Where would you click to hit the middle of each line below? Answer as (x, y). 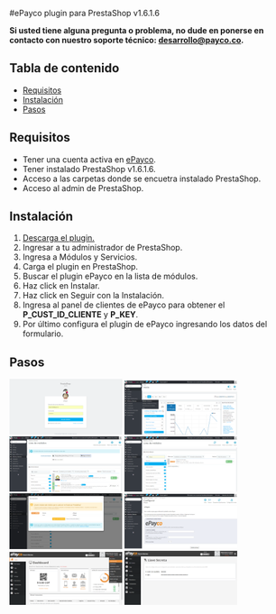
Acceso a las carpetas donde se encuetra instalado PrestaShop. (142, 179)
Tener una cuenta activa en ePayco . (89, 159)
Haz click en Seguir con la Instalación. (93, 296)
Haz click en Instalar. (61, 286)
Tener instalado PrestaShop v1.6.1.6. (89, 169)
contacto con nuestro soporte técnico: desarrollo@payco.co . (127, 40)
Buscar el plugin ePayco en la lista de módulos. (110, 276)
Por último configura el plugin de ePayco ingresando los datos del (145, 325)
